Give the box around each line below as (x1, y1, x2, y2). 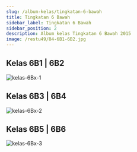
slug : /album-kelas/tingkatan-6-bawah (6, 8, 102, 15)
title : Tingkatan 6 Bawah (6, 14, 70, 20)
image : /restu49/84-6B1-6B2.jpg (6, 36, 86, 42)
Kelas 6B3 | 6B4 (6, 91, 66, 102)
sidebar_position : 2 (6, 25, 58, 31)
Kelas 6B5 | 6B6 (6, 124, 66, 134)
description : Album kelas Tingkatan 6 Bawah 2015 (6, 31, 132, 37)
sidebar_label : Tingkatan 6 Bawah (6, 20, 92, 26)
